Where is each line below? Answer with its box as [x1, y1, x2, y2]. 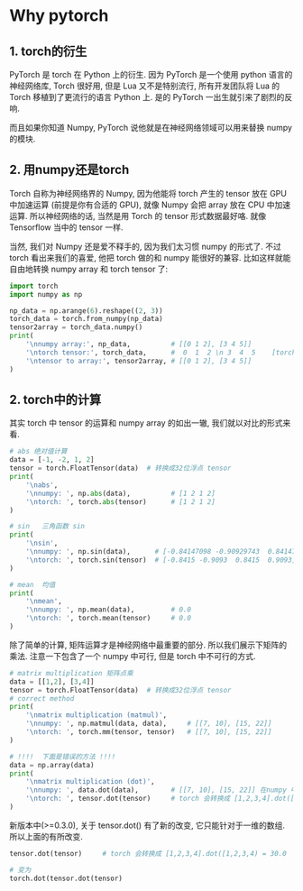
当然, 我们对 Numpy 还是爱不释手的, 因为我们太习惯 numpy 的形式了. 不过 [9, 241, 281, 252]
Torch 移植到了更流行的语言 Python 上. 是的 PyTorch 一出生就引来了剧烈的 [9, 92, 285, 102]
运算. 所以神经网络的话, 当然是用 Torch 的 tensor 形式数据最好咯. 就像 [9, 210, 267, 221]
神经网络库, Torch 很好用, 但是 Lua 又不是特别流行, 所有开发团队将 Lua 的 [9, 80, 280, 91]
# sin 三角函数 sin [9, 522, 86, 531]
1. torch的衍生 [9, 43, 87, 59]
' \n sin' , [25, 538, 59, 548]
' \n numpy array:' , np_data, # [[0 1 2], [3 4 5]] [25, 340, 252, 349]
